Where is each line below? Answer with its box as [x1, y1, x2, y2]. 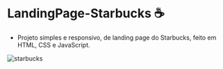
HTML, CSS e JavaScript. [17, 40, 90, 49]
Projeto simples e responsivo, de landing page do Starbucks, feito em [17, 33, 217, 42]
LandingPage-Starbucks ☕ [7, 6, 165, 22]
